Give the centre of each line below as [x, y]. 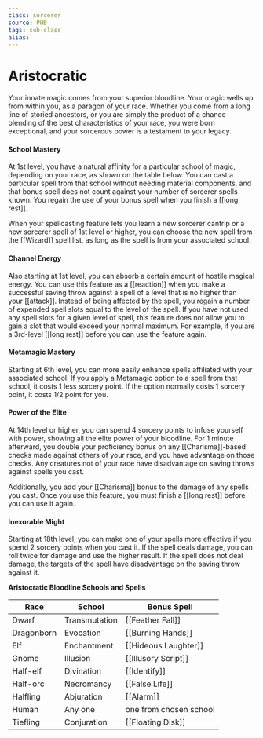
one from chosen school [170, 710]
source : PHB [27, 23]
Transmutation [91, 620]
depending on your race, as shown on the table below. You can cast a [121, 175]
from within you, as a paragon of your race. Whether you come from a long [130, 106]
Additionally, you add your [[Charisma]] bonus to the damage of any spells [128, 487]
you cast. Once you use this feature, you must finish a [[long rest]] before [127, 495]
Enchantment [89, 646]
